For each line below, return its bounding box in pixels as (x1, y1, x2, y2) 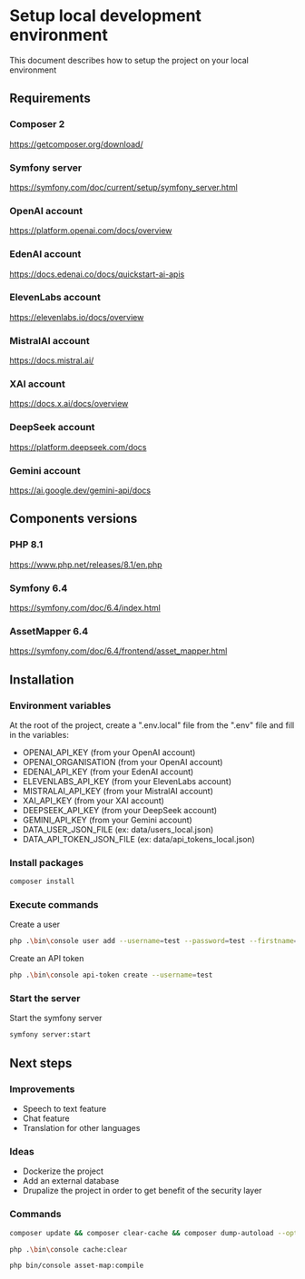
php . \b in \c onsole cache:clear (9, 1245, 128, 1254)
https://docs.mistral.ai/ (9, 355, 94, 366)
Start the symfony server (9, 1013, 103, 1024)
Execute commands (9, 899, 99, 911)
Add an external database (22, 1176, 120, 1186)
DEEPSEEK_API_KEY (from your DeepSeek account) (22, 804, 218, 815)
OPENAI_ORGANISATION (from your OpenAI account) (22, 756, 223, 767)
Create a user (9, 919, 61, 930)
